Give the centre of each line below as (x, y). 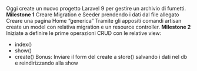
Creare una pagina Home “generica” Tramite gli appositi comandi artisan (94, 21)
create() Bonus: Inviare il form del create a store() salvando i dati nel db (101, 57)
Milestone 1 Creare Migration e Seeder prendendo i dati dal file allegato (93, 15)
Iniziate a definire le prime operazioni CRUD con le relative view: (84, 33)
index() (23, 44)
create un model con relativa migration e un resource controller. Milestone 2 (98, 27)
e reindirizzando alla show (46, 63)
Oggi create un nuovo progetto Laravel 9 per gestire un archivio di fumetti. (96, 8)
